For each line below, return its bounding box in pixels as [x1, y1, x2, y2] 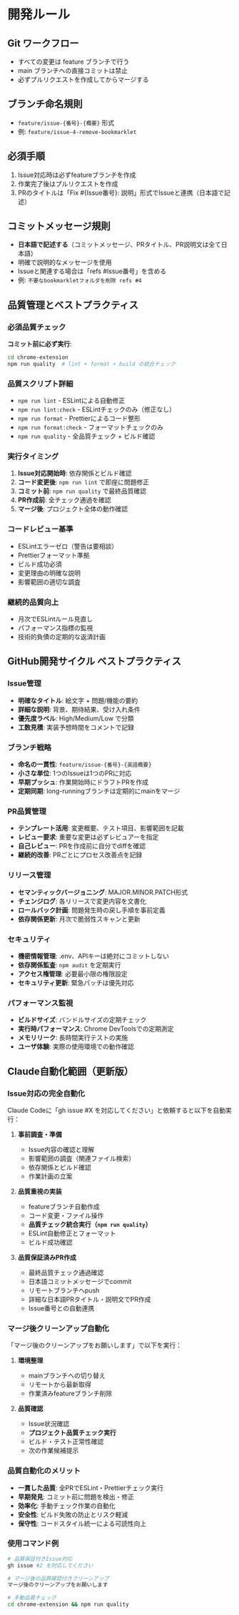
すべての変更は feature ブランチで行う [17, 58, 130, 66]
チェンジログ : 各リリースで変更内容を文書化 [17, 897, 147, 905]
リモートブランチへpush [28, 1285, 100, 1295]
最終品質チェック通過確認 [28, 1268, 104, 1277]
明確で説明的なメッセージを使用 [17, 258, 112, 267]
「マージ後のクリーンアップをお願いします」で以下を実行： [7, 1341, 183, 1350]
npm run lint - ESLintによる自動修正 [17, 397, 126, 405]
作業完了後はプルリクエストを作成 [17, 179, 118, 188]
